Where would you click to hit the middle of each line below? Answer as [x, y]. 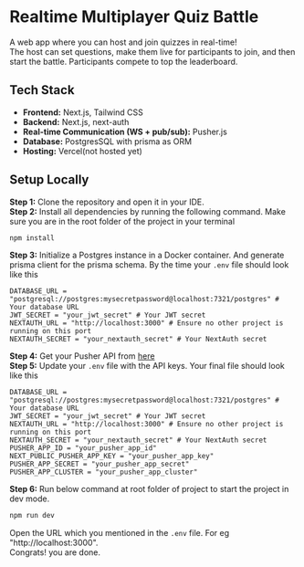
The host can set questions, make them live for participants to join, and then [152, 51]
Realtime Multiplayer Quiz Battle [134, 17]
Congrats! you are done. [55, 552]
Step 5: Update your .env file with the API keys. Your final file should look [147, 366]
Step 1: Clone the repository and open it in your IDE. [107, 202]
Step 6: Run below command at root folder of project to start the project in [149, 489]
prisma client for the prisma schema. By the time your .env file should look [149, 265]
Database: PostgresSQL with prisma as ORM [107, 141]
